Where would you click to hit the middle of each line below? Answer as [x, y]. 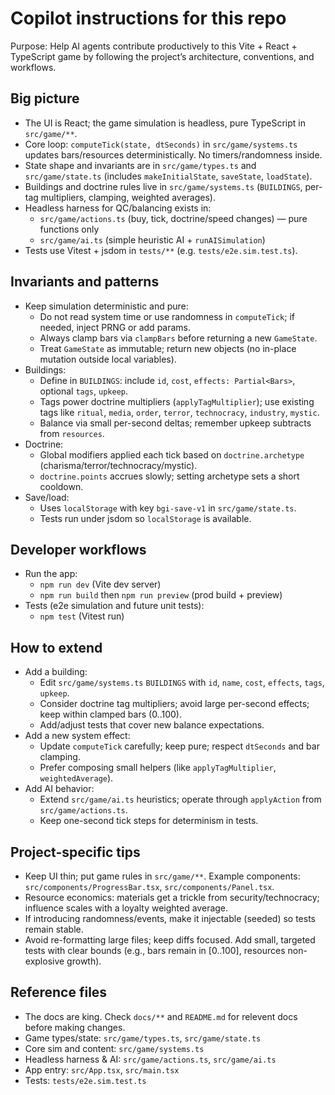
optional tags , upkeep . [84, 391]
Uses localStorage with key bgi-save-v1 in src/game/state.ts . [168, 508]
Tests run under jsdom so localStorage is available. [145, 518]
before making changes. [75, 1027]
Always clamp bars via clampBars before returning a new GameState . [178, 338]
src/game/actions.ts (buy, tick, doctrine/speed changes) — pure [173, 218]
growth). [84, 961]
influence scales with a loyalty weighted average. [126, 908]
